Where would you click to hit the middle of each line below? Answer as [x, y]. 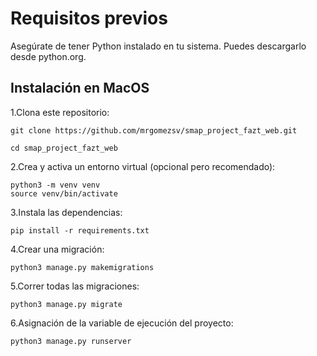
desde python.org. [48, 56]
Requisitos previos [89, 18]
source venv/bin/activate [64, 193]
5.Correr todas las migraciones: [75, 286]
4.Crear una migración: [57, 249]
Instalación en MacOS [80, 88]
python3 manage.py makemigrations [82, 267]
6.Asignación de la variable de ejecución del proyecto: [122, 323]
